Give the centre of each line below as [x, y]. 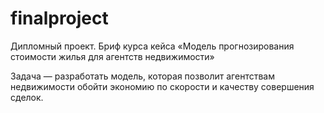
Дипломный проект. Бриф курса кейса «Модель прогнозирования [152, 46]
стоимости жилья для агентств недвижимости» [112, 56]
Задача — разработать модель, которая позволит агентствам [142, 76]
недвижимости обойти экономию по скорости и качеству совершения [162, 86]
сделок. [27, 97]
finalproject [59, 18]
